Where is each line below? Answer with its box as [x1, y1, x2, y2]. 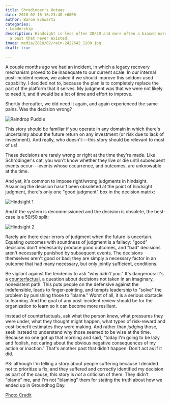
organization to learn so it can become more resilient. [5, 303, 117, 309]
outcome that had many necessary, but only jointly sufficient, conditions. [5, 261, 158, 267]
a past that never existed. [10, 36, 70, 41]
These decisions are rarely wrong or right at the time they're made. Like [5, 152, 156, 158]
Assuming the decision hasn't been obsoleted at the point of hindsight [5, 183, 153, 189]
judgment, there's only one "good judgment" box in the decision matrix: [5, 189, 155, 195]
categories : [5, 21, 31, 27]
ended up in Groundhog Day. [5, 382, 66, 388]
